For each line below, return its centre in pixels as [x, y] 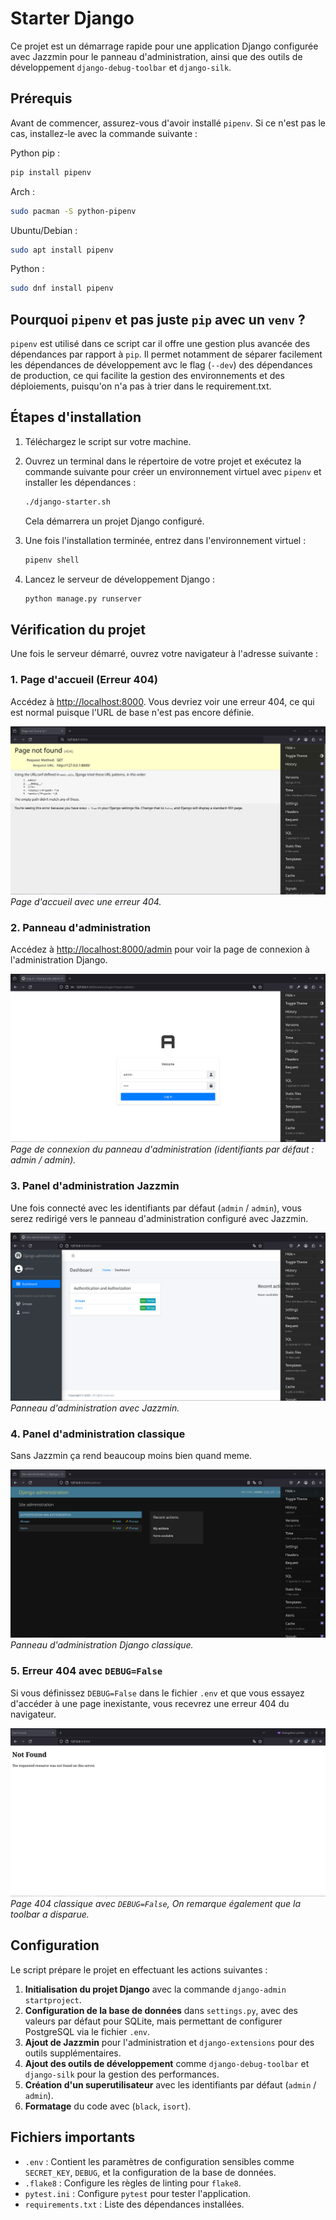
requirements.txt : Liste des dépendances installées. [134, 2204]
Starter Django [72, 18]
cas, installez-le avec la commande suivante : [104, 133]
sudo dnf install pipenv [62, 288]
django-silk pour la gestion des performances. [122, 2074]
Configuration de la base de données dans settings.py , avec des [161, 2010]
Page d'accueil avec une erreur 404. [86, 901]
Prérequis [41, 98]
